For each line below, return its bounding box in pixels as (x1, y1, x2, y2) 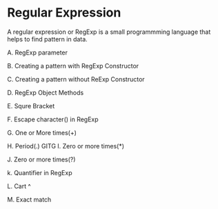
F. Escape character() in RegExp (7, 115, 99, 123)
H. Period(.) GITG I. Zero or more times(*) (7, 141, 125, 150)
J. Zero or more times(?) (7, 155, 76, 163)
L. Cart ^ (7, 181, 31, 190)
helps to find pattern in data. (7, 34, 88, 43)
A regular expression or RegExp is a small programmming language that (7, 28, 211, 36)
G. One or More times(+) (7, 128, 77, 137)
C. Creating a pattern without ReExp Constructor (7, 74, 145, 83)
